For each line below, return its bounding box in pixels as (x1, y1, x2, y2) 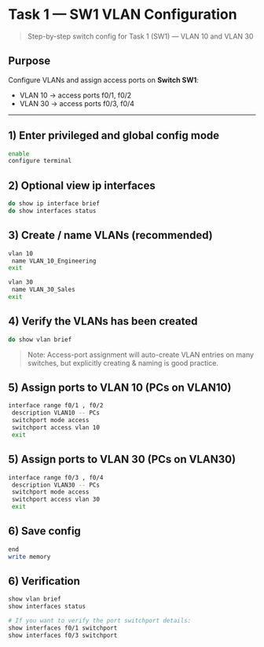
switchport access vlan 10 (11, 424, 101, 432)
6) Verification (8, 574, 81, 587)
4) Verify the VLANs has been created (8, 314, 198, 328)
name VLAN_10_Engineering (11, 257, 97, 265)
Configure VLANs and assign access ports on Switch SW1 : (8, 75, 199, 84)
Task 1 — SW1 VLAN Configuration (8, 6, 237, 24)
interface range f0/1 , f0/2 (8, 402, 104, 410)
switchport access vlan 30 (11, 495, 101, 504)
